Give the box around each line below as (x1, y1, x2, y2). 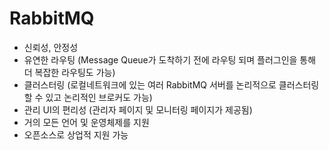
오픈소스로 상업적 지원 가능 (23, 128, 129, 141)
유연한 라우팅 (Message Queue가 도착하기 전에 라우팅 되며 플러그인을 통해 (23, 53, 317, 66)
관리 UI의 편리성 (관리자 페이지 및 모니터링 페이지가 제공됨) (23, 103, 253, 116)
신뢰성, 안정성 (23, 41, 79, 53)
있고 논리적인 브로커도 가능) (45, 91, 153, 103)
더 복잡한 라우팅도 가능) (23, 66, 116, 78)
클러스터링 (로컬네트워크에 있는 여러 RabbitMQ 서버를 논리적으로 (23, 78, 277, 91)
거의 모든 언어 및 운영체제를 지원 (23, 116, 150, 128)
